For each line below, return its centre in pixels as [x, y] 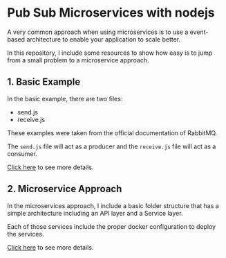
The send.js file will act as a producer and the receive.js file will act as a [112, 146]
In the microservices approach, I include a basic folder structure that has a [113, 205]
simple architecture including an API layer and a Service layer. [95, 213]
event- [199, 32]
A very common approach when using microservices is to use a [98, 32]
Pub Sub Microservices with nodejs [111, 13]
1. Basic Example [44, 82]
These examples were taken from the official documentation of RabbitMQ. [112, 132]
